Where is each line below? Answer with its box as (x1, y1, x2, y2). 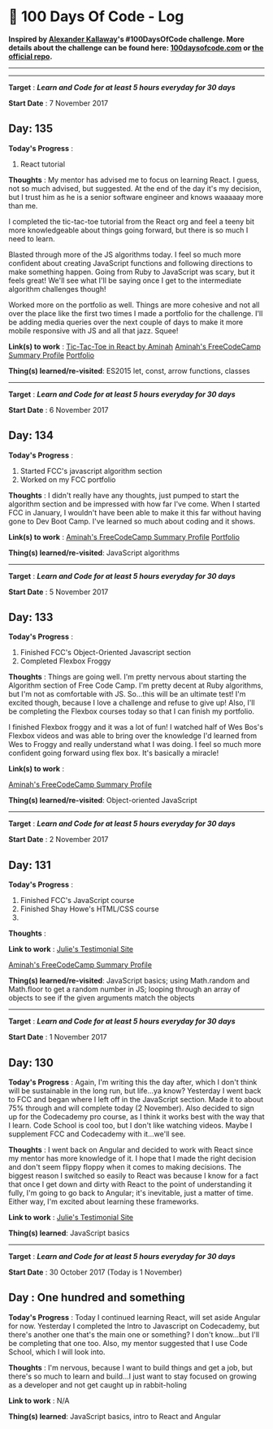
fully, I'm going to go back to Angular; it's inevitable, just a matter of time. (8, 1188, 253, 1197)
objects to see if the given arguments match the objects (8, 993, 195, 1003)
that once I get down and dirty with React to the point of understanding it (8, 1179, 253, 1189)
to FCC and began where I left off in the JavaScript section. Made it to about (8, 1095, 264, 1104)
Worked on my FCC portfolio (19, 475, 116, 484)
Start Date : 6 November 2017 (8, 405, 109, 415)
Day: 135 (8, 122, 54, 136)
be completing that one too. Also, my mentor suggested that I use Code (8, 1338, 248, 1348)
